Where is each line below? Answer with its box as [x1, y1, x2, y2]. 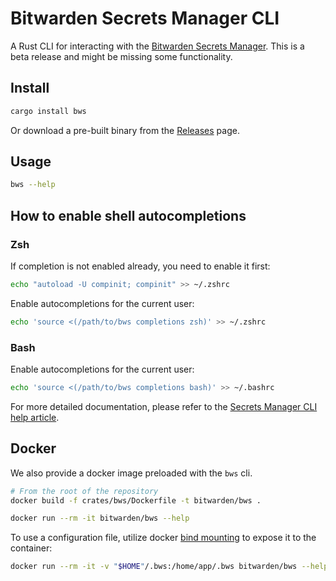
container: [10, 542, 53, 554]
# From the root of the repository [10, 486, 159, 496]
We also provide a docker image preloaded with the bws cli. [10, 467, 253, 479]
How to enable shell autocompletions [10, 207, 247, 224]
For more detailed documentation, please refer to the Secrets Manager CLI [10, 400, 318, 412]
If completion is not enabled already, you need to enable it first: [10, 260, 271, 272]
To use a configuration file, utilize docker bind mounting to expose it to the [10, 532, 317, 544]
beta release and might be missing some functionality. [10, 50, 233, 62]
